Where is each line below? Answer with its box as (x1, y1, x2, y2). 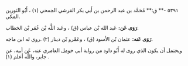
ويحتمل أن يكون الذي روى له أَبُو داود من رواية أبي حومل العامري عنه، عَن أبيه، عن (5, 47, 183, 54)
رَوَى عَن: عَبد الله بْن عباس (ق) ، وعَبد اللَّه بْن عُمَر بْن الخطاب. (5, 25, 139, 31)
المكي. (5, 13, 20, 20)
